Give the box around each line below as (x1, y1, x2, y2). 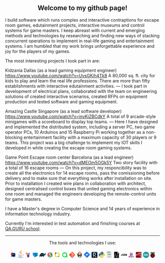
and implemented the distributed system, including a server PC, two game (5, 124, 155, 130)
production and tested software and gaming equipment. (5, 98, 118, 105)
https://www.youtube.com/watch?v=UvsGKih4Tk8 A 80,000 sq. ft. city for (5, 72, 156, 78)
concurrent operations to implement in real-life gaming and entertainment (5, 38, 154, 44)
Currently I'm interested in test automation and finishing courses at (5, 220, 140, 226)
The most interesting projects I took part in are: (5, 58, 100, 63)
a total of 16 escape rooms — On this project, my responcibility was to (5, 165, 147, 171)
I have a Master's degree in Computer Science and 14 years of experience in (5, 205, 160, 211)
